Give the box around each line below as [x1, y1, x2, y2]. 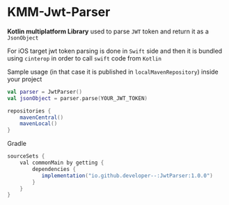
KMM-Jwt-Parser [7, 4, 111, 20]
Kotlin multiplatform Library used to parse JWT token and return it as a [7, 27, 209, 35]
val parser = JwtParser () [7, 88, 82, 95]
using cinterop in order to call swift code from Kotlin [7, 54, 162, 63]
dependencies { [32, 165, 77, 172]
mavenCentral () [19, 114, 64, 121]
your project [7, 74, 42, 83]
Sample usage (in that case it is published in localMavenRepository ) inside [7, 67, 219, 76]
